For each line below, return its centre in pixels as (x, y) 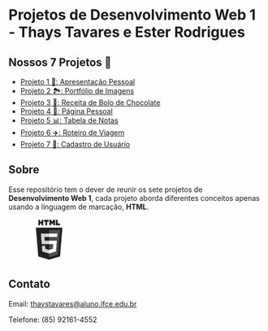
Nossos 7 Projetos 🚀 (60, 62)
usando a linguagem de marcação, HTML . (79, 207)
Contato (29, 284)
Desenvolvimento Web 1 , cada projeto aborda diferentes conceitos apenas (134, 198)
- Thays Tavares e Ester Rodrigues (127, 32)
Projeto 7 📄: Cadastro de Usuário (75, 144)
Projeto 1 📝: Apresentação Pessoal (78, 82)
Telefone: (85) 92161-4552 (53, 320)
